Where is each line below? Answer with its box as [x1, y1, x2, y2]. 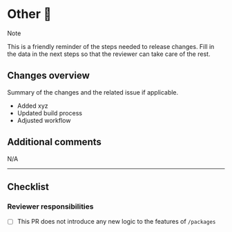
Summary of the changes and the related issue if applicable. [7, 88, 179, 96]
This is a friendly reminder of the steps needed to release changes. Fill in [7, 42, 215, 50]
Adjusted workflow [17, 116, 71, 124]
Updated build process [17, 108, 83, 117]
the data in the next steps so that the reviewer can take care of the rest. [7, 50, 211, 58]
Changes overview [7, 70, 90, 81]
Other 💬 [7, 6, 52, 22]
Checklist [7, 181, 50, 193]
